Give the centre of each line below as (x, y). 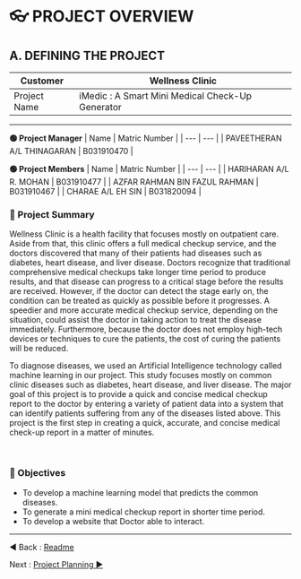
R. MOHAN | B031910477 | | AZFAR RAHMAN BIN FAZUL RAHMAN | (134, 182)
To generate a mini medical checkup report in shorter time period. (144, 512)
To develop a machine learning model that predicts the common (140, 492)
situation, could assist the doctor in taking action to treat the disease (136, 320)
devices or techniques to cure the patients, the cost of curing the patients (145, 339)
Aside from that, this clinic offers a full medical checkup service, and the (143, 244)
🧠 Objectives (38, 473)
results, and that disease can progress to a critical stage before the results (146, 281)
